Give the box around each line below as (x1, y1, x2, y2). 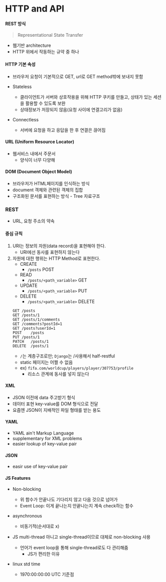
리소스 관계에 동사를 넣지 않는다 (27, 371, 89, 377)
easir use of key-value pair (12, 464, 68, 470)
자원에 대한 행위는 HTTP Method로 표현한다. (12, 255, 101, 261)
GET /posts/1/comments (12, 317, 60, 322)
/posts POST (27, 266, 54, 272)
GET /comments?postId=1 (12, 321, 63, 326)
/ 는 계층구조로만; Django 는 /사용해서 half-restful (20, 353, 115, 359)
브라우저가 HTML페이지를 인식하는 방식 (12, 181, 90, 186)
